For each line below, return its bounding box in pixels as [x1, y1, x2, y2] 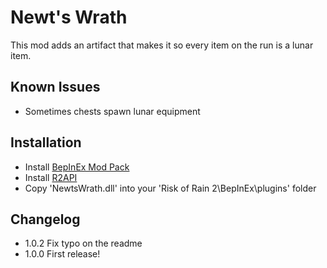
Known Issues [10, 79, 101, 96]
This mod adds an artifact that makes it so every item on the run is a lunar [10, 39, 314, 51]
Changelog [10, 211, 81, 228]
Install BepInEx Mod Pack [24, 161, 130, 173]
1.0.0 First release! [24, 248, 101, 260]
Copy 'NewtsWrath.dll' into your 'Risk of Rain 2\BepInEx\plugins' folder [24, 182, 317, 194]
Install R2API [24, 171, 78, 183]
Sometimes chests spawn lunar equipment [24, 105, 201, 117]
